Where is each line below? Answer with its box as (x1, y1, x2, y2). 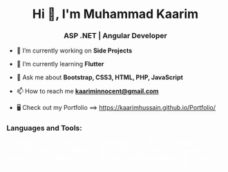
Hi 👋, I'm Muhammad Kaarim (32, 6, 199, 22)
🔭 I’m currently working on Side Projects (16, 46, 133, 55)
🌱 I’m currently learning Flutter (16, 60, 104, 68)
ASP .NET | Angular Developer (64, 31, 167, 41)
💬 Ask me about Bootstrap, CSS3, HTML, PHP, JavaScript (16, 73, 184, 82)
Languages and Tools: (6, 124, 82, 133)
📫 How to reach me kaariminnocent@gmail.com (16, 87, 160, 95)
